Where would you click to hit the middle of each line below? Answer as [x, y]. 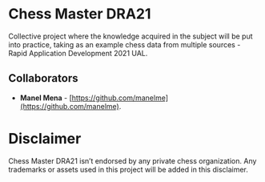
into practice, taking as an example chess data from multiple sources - [124, 44]
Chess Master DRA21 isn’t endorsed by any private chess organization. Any [132, 160]
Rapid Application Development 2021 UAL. [78, 53]
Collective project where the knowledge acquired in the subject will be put [131, 36]
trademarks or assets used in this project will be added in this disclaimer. [128, 169]
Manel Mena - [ [46, 98]
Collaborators [43, 78]
